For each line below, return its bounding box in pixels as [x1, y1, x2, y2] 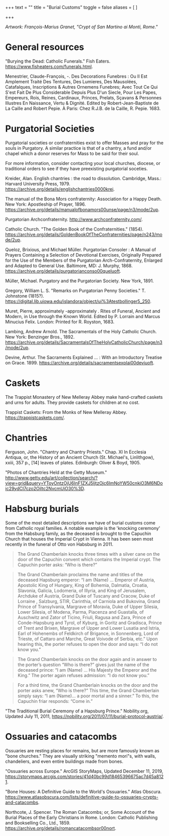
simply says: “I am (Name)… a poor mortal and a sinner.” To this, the [17, 693, 158, 699]
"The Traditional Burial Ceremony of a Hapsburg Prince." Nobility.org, [5, 708, 149, 714]
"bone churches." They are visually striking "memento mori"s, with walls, [5, 753, 156, 759]
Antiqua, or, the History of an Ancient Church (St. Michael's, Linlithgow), [5, 454, 154, 460]
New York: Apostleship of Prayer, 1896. [5, 201, 87, 207]
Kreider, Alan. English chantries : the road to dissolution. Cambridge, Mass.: [5, 175, 162, 181]
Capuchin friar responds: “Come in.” [17, 698, 93, 704]
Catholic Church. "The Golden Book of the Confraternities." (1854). [5, 226, 144, 232]
